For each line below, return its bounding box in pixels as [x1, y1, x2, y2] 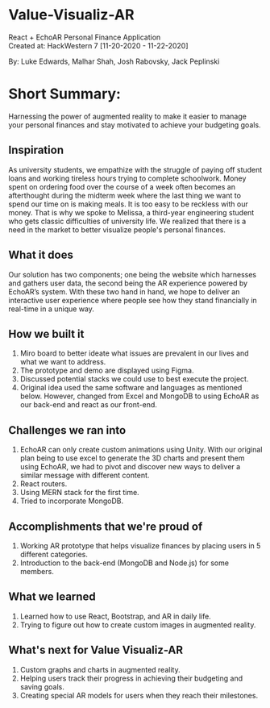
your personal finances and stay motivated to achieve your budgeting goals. [8, 119, 261, 130]
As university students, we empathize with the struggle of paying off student [8, 165, 263, 174]
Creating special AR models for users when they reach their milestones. [19, 690, 259, 700]
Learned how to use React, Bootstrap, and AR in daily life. [19, 611, 211, 621]
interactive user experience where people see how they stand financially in [8, 295, 258, 305]
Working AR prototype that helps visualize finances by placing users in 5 [19, 540, 261, 550]
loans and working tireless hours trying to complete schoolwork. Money [8, 173, 247, 183]
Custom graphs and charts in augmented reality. [19, 664, 181, 674]
